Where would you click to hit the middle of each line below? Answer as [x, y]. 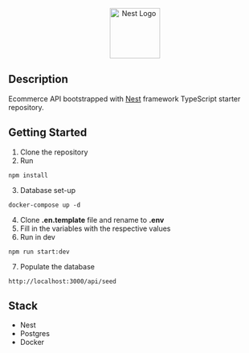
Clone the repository [54, 152]
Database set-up [48, 190]
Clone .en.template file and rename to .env [92, 220]
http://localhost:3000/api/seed [62, 281]
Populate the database [57, 266]
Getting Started [48, 133]
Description [38, 79]
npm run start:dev [39, 252]
